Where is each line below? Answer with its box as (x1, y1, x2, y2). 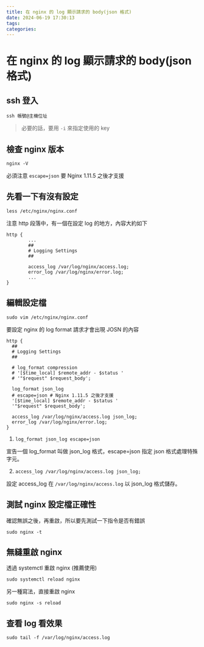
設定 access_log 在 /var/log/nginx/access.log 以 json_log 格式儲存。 (6, 479, 181, 487)
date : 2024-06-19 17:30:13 (6, 15, 75, 21)
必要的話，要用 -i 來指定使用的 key (21, 124, 110, 132)
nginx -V (6, 161, 29, 167)
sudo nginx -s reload (6, 600, 62, 606)
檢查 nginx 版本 (6, 144, 65, 154)
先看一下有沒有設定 (6, 191, 79, 202)
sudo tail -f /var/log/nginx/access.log (6, 635, 111, 641)
